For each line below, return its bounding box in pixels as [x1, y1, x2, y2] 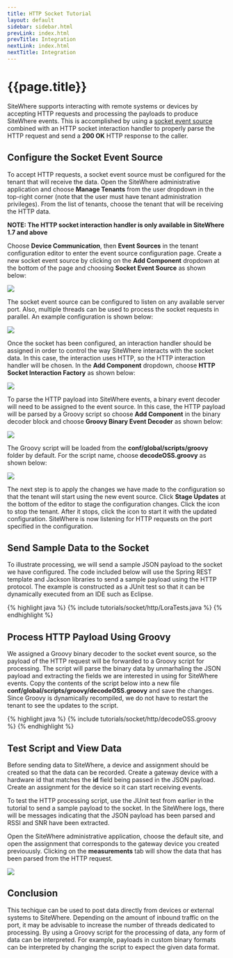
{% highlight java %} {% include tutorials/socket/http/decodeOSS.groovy [7, 714, 217, 724]
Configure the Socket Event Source [7, 152, 163, 163]
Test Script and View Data [7, 742, 122, 754]
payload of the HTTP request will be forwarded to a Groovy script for [7, 657, 204, 665]
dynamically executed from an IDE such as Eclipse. [7, 590, 154, 598]
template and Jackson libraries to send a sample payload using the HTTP [7, 575, 217, 584]
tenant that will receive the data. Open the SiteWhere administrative [7, 177, 200, 186]
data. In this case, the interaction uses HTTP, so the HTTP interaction [7, 353, 205, 362]
